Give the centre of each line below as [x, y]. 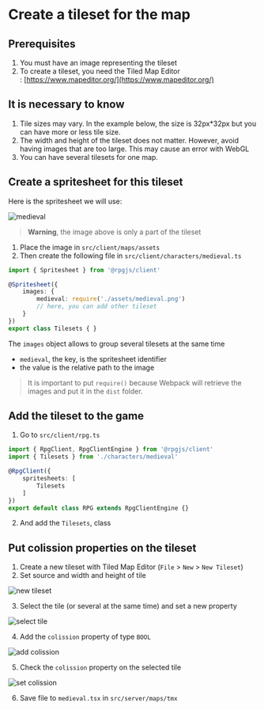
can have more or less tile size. [70, 131]
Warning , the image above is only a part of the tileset [114, 232]
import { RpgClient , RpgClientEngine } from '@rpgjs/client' [111, 450]
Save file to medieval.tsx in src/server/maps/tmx [98, 698]
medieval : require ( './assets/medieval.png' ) [111, 299]
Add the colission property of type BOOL [85, 637]
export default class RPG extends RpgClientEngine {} [99, 508]
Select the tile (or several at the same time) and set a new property [128, 606]
